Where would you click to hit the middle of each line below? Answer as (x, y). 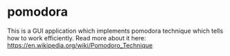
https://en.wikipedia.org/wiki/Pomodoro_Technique (80, 45)
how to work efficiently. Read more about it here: (77, 38)
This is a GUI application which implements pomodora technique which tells (115, 31)
